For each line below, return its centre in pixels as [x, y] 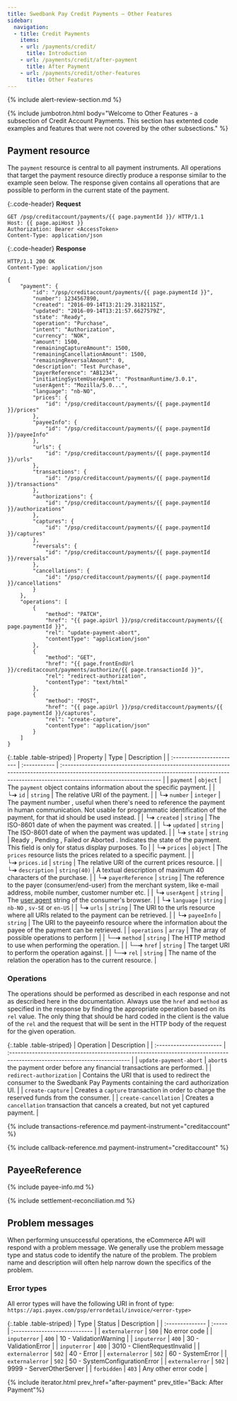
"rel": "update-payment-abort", [93, 633]
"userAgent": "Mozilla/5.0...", [81, 385]
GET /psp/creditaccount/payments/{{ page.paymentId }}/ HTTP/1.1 [105, 217]
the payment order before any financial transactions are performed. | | [110, 1068]
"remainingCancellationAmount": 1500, [90, 354]
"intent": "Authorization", [74, 330]
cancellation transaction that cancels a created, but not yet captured [109, 1105]
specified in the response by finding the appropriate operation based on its [116, 1009]
